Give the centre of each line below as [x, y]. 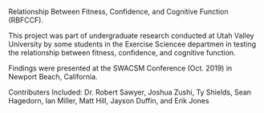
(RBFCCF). [26, 20]
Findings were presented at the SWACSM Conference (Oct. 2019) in [120, 68]
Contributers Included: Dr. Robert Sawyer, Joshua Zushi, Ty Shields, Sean [130, 92]
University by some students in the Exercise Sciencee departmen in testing [132, 44]
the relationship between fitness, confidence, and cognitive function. [122, 52]
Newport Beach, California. [53, 77]
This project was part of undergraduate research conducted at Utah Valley [131, 36]
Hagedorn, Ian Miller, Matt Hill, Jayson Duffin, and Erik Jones [109, 101]
